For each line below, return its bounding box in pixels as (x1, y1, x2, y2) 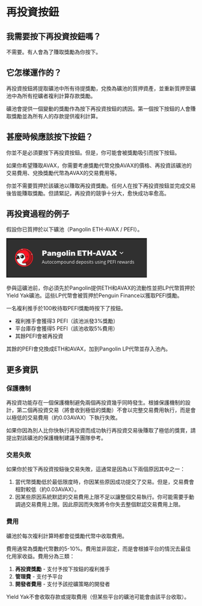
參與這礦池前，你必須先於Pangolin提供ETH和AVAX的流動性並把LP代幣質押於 (6, 284, 195, 292)
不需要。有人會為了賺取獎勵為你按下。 (6, 49, 101, 55)
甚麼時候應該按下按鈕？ (6, 132, 93, 142)
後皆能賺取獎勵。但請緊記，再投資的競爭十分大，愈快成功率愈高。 (6, 189, 170, 197)
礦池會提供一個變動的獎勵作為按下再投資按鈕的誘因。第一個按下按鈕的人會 (6, 105, 191, 112)
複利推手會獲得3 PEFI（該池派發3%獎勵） (14, 317, 119, 325)
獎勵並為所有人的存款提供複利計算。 (11, 112, 101, 120)
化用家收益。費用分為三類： (6, 552, 75, 560)
